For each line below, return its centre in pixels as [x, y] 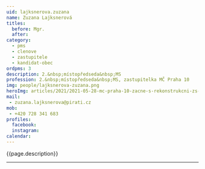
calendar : [19, 136]
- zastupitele [30, 57]
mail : [13, 97]
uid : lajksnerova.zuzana [38, 12]
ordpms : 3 [19, 68]
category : [19, 40]
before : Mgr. [28, 29]
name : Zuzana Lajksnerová [39, 18]
